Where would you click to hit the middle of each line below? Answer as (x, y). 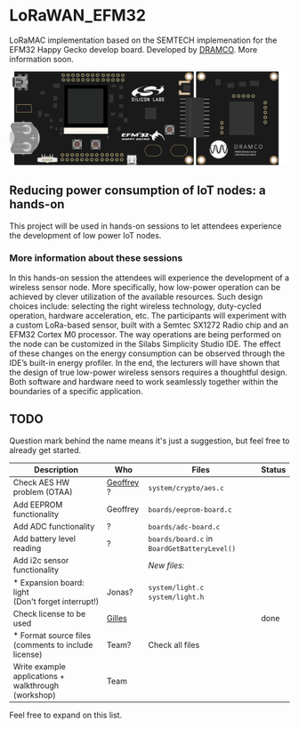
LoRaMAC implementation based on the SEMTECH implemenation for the (143, 40)
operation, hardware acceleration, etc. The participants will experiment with (148, 315)
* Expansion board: (48, 582)
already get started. (45, 450)
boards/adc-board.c (184, 527)
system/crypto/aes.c (186, 488)
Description (56, 470)
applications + (39, 676)
